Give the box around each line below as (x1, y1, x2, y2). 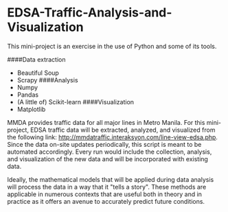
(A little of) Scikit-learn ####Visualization (16, 97, 135, 106)
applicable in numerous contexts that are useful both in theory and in (7, 190, 203, 198)
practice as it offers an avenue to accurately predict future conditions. (7, 197, 205, 205)
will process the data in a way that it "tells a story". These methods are (7, 182, 207, 191)
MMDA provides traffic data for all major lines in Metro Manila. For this (7, 118, 205, 126)
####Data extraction (7, 55, 66, 63)
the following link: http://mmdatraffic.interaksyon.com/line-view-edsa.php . (7, 132, 218, 141)
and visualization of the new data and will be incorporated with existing (7, 154, 208, 163)
